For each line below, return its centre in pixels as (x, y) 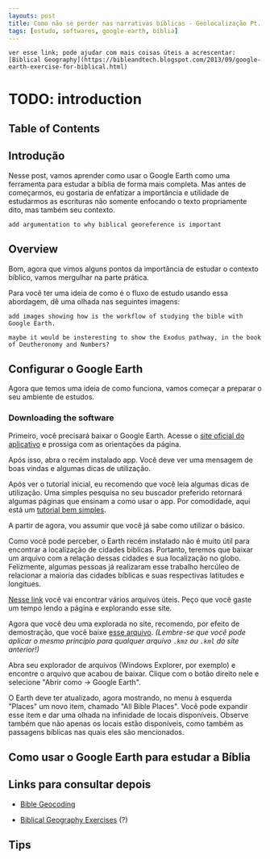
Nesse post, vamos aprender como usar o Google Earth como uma (119, 175)
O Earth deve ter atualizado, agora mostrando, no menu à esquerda (120, 698)
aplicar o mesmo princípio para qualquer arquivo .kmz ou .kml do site (124, 640)
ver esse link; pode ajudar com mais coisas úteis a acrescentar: (122, 53)
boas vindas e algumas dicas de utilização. (80, 468)
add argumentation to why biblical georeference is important (115, 224)
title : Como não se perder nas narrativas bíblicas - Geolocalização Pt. (135, 23)
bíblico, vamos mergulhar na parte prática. (79, 277)
